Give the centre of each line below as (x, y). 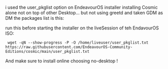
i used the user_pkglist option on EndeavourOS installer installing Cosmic (82, 7)
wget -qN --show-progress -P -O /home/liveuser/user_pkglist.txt (78, 43)
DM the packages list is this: (35, 18)
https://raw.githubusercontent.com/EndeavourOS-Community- (69, 47)
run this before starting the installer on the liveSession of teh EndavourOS (82, 28)
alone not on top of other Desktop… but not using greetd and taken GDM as (84, 13)
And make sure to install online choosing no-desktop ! (62, 61)
